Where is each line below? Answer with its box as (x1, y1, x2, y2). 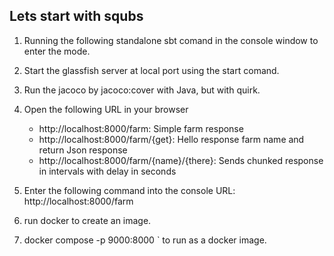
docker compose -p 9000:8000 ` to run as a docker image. (23, 234, 267, 246)
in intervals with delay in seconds (38, 165, 177, 177)
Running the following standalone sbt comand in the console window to (23, 34, 319, 46)
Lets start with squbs (9, 8, 144, 25)
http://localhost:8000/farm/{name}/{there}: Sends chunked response (38, 154, 324, 166)
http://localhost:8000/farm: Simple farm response (38, 122, 244, 134)
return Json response (38, 144, 128, 156)
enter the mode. (23, 45, 91, 57)
